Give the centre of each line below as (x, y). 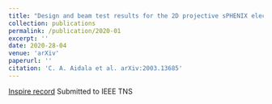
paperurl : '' (30, 61)
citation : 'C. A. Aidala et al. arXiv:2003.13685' (96, 69)
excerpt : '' (28, 38)
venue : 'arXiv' (34, 53)
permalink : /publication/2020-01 (65, 31)
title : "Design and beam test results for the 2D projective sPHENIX (128, 16)
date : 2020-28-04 (38, 46)
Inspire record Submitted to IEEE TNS (71, 91)
